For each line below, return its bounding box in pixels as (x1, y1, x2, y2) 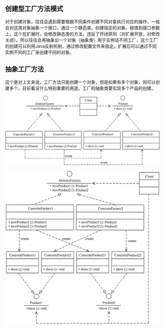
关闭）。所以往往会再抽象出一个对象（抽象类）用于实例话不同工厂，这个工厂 (5, 37, 158, 43)
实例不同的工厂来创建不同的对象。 (5, 49, 74, 55)
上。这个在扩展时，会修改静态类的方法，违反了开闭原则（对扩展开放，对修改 (5, 31, 160, 37)
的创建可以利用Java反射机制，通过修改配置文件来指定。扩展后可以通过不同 (5, 43, 157, 49)
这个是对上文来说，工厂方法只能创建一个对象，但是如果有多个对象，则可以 (5, 79, 156, 85)
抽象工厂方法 (5, 65, 44, 74)
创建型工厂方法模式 (5, 4, 63, 13)
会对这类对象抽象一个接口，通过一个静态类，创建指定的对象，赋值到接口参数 (5, 25, 160, 30)
